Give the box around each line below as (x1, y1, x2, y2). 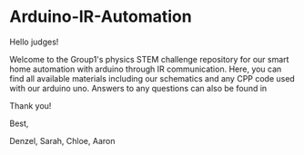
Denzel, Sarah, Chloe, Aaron (9, 135, 116, 146)
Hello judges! (9, 36, 59, 47)
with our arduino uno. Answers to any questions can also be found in (9, 82, 268, 93)
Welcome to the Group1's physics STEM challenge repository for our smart (9, 53, 289, 64)
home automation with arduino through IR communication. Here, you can (9, 63, 282, 74)
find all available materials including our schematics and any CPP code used (9, 73, 296, 83)
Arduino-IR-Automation (9, 6, 193, 27)
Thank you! (9, 100, 52, 111)
